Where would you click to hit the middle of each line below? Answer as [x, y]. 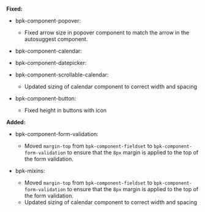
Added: [16, 122]
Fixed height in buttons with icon [65, 110]
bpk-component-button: [46, 98]
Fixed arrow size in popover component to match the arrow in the [107, 32]
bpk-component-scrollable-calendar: [62, 75]
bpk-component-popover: [48, 21]
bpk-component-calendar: [49, 51]
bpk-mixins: [30, 171]
